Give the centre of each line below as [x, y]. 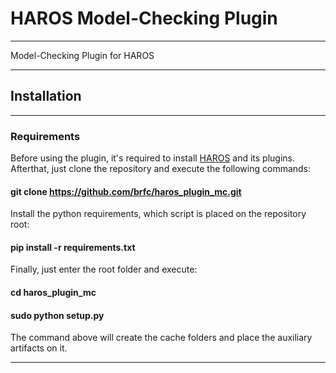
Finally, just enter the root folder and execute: [104, 269]
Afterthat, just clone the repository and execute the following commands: [161, 169]
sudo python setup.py [57, 315]
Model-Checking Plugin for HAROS [82, 55]
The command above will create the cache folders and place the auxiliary [161, 338]
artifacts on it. [39, 348]
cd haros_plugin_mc [53, 293]
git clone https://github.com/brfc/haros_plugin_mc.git [126, 191]
